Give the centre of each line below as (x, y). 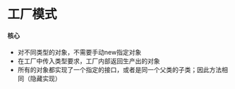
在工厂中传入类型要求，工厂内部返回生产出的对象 (89, 61)
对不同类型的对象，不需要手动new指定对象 (79, 53)
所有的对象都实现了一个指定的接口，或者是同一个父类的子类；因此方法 (120, 70)
